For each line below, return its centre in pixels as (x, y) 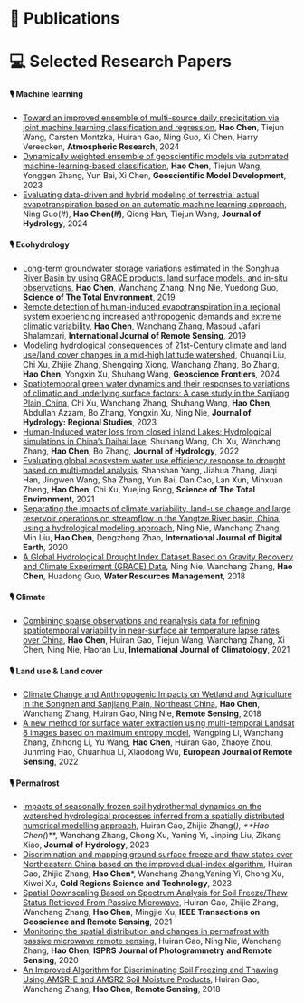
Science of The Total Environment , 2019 (99, 297)
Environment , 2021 (58, 499)
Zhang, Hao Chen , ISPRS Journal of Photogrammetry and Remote (147, 950)
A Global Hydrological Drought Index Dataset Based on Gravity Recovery (158, 557)
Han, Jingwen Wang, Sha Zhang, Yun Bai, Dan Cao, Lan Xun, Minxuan (152, 480)
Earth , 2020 (45, 547)
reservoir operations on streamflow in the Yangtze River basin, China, (152, 518)
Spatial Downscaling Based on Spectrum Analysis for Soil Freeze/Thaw (155, 893)
